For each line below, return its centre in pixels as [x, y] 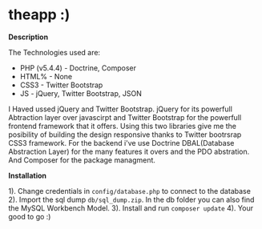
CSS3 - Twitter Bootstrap [61, 85]
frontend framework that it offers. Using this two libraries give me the [122, 126]
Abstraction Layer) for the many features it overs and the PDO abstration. [129, 151]
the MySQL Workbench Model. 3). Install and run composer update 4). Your [131, 208]
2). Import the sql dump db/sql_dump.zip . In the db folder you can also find [131, 199]
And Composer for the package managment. [82, 160]
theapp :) [39, 15]
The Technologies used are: [54, 52]
